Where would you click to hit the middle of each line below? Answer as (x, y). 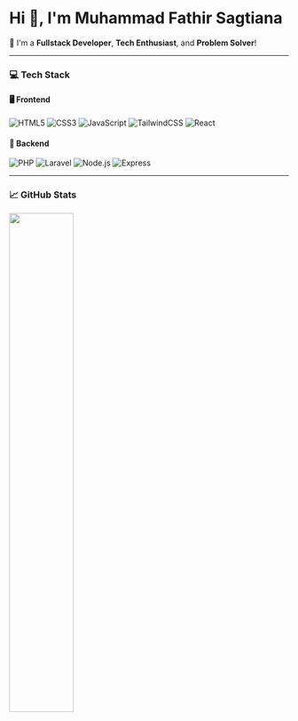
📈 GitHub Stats (43, 195)
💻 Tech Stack (40, 75)
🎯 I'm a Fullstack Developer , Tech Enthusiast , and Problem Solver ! (133, 43)
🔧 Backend (29, 143)
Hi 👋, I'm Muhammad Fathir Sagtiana (146, 18)
